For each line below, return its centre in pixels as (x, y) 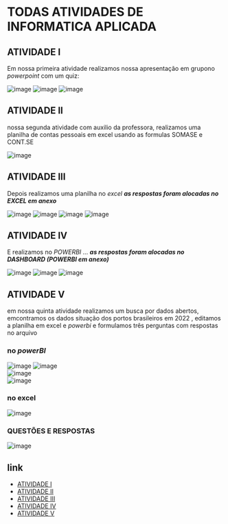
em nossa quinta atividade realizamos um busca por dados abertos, (103, 311)
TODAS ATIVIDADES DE (75, 12)
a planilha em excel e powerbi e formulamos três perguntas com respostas (113, 326)
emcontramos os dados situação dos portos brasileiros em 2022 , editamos (114, 318)
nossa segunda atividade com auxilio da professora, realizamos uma (104, 127)
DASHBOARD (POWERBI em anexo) (58, 259)
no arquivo (22, 333)
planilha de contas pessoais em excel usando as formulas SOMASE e (105, 134)
